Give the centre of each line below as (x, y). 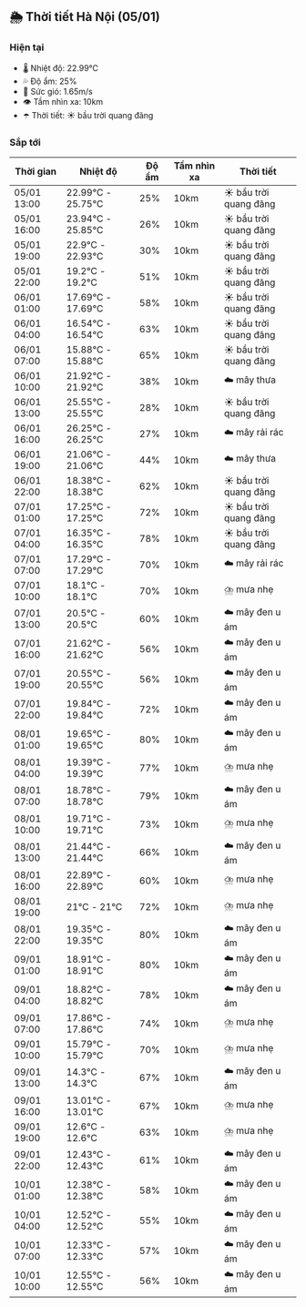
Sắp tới (25, 142)
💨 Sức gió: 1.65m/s (57, 91)
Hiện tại (27, 47)
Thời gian (36, 171)
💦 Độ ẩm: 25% (50, 81)
